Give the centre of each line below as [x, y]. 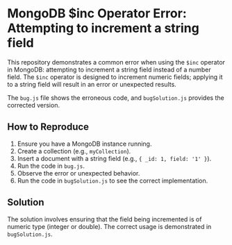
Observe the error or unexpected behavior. [78, 173]
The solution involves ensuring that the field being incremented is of [105, 219]
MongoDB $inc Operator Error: [97, 14]
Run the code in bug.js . [51, 166]
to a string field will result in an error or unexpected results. [92, 84]
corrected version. [34, 105]
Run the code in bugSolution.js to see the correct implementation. [113, 180]
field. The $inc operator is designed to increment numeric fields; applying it [115, 77]
